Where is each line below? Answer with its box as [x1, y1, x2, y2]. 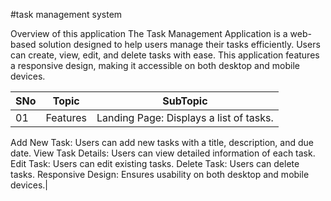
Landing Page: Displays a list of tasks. [96, 111, 274, 124]
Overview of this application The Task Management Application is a [10, 28, 288, 39]
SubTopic [162, 94, 208, 108]
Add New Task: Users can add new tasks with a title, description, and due [10, 137, 314, 148]
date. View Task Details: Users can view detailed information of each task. [10, 147, 316, 159]
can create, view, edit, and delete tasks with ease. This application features [10, 49, 320, 61]
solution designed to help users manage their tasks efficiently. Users [38, 39, 321, 50]
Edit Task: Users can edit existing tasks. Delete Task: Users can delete [10, 158, 300, 169]
